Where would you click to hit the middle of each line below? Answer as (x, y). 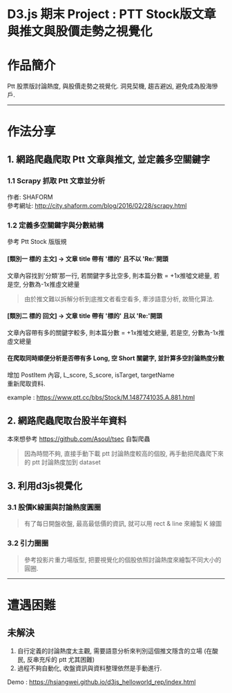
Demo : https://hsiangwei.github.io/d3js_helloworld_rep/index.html (101, 682)
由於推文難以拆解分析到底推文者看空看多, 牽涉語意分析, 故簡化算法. (119, 298)
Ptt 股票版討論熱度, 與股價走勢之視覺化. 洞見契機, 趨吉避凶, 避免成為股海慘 (113, 86)
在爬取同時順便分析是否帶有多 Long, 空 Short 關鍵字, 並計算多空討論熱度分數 (116, 358)
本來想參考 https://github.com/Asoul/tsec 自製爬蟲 (79, 439)
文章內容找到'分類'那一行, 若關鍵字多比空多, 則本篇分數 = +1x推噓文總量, (110, 275)
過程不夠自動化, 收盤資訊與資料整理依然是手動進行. (89, 668)
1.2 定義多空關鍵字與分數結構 (56, 225)
